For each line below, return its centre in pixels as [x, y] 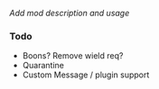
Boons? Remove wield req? [73, 56]
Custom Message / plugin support [86, 75]
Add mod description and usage [70, 13]
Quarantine [43, 66]
